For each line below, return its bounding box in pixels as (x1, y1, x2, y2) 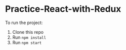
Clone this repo (12, 29, 43, 35)
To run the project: (5, 20, 43, 25)
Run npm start (12, 39, 42, 45)
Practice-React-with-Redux (5, 3, 121, 15)
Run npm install (12, 34, 46, 40)
